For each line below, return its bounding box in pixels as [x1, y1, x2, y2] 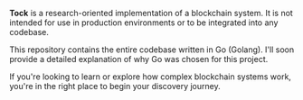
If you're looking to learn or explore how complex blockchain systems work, [9, 71, 292, 82]
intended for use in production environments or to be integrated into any [9, 17, 279, 28]
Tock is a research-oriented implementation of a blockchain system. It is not [9, 8, 294, 18]
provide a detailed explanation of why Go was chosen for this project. [9, 54, 269, 64]
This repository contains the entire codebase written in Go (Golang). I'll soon [9, 44, 295, 55]
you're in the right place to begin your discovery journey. [9, 81, 221, 91]
